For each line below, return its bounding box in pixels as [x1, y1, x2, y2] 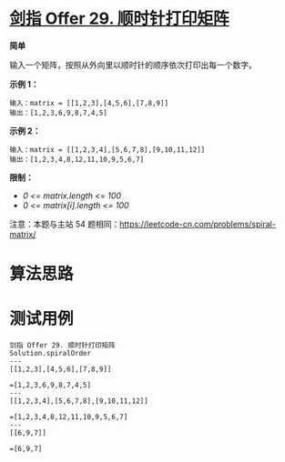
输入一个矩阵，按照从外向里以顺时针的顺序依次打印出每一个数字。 [9, 59, 257, 70]
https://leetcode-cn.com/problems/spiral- [119, 218, 276, 229]
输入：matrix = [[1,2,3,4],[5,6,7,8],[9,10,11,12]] [9, 145, 206, 155]
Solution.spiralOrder [9, 349, 92, 358]
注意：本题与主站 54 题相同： [9, 218, 120, 229]
